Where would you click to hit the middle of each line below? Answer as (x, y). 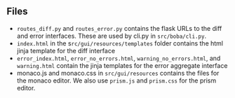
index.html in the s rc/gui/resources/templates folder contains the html (120, 43)
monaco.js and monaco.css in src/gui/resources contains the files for (118, 73)
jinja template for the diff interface (66, 50)
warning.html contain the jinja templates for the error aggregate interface (122, 65)
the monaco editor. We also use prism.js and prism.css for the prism (116, 80)
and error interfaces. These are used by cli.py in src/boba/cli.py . (112, 36)
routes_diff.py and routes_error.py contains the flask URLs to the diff (119, 28)
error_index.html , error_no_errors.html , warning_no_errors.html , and (119, 58)
